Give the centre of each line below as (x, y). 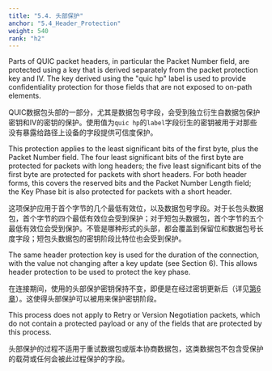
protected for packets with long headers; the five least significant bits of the (135, 166)
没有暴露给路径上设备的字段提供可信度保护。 (83, 133)
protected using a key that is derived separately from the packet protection (133, 70)
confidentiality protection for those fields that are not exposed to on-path (130, 87)
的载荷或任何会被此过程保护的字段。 (69, 359)
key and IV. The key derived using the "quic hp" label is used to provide (127, 78)
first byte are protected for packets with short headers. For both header (127, 175)
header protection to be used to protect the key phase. (100, 272)
